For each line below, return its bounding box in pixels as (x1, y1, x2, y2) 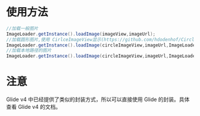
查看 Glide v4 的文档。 (6, 104, 61, 111)
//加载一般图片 (6, 25, 39, 32)
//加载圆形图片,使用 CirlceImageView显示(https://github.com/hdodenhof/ (6, 36, 182, 42)
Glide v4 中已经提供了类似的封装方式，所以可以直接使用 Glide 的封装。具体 (6, 96, 190, 103)
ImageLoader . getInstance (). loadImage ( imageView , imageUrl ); (6, 31, 156, 37)
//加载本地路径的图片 (6, 48, 52, 54)
